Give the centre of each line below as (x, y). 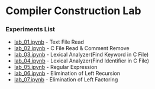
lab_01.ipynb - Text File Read (49, 42)
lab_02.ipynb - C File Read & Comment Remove (72, 48)
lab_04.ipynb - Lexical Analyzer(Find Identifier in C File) (81, 61)
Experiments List (30, 29)
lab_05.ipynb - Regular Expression (56, 67)
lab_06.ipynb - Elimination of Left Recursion (67, 73)
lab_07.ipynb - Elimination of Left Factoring (66, 80)
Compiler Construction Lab (73, 11)
